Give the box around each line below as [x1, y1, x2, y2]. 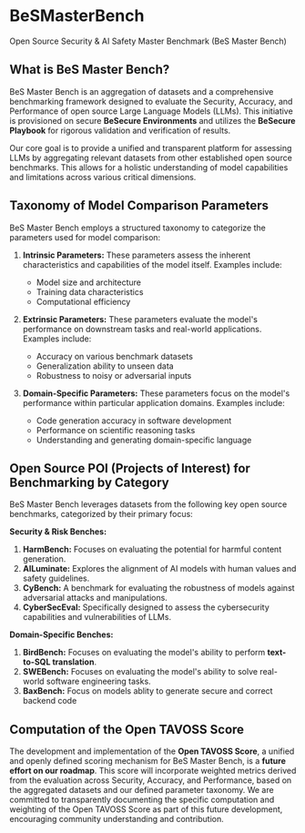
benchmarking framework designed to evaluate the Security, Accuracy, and [9, 96, 293, 107]
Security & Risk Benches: [9, 526, 107, 537]
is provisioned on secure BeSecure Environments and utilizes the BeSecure [9, 115, 296, 126]
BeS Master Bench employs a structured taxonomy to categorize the [9, 222, 266, 233]
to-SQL [22, 656, 51, 667]
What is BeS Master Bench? [9, 62, 170, 77]
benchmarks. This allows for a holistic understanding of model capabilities [9, 161, 289, 173]
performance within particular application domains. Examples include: [22, 397, 285, 408]
